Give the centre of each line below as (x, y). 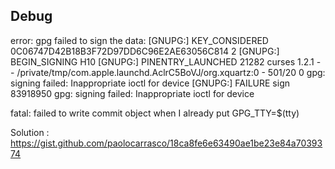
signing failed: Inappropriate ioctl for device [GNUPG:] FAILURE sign (150, 83)
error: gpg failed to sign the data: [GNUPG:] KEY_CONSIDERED (139, 40)
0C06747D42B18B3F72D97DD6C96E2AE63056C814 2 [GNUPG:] (145, 51)
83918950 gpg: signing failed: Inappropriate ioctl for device (132, 93)
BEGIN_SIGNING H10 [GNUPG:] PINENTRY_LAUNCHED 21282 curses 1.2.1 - (166, 61)
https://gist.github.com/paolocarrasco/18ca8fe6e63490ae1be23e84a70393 (166, 143)
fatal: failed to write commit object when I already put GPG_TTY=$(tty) (155, 113)
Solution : (30, 132)
